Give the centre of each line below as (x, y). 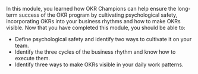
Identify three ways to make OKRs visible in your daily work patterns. (99, 64)
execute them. (32, 58)
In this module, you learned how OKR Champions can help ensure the (91, 9)
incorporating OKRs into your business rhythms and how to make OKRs (93, 21)
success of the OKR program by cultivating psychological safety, (98, 15)
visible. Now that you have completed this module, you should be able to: (96, 27)
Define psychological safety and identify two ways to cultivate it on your (103, 39)
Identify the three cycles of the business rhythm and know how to (95, 52)
